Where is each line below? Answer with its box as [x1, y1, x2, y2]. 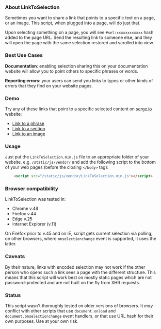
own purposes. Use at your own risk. [5, 318, 79, 324]
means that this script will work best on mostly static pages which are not [5, 274, 152, 280]
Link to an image [12, 131, 46, 137]
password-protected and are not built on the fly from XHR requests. [5, 279, 141, 285]
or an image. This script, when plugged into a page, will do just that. [5, 20, 141, 26]
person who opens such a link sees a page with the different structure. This [5, 269, 156, 275]
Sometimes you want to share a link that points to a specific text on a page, [5, 15, 155, 21]
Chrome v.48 [12, 206, 39, 211]
